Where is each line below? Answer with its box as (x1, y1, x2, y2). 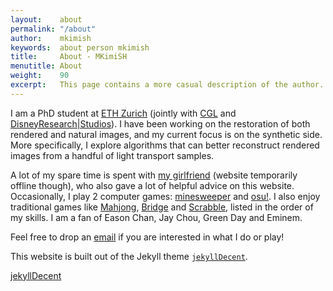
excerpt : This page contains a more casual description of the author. (10, 80, 325, 90)
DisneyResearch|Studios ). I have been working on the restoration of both (10, 117, 311, 130)
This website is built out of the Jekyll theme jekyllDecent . (10, 250, 248, 262)
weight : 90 (10, 71, 70, 81)
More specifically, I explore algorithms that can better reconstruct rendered (10, 139, 320, 151)
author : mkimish (10, 33, 92, 43)
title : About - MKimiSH (10, 52, 128, 62)
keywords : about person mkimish (10, 42, 150, 53)
